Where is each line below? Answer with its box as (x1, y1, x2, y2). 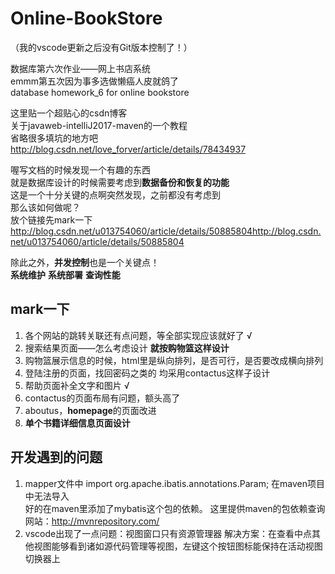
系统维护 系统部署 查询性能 (10, 268, 121, 281)
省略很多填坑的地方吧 (10, 132, 98, 144)
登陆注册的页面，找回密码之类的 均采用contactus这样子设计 (24, 367, 271, 379)
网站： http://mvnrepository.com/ (24, 515, 160, 527)
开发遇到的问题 (10, 449, 103, 466)
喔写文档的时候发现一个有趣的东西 (10, 163, 151, 176)
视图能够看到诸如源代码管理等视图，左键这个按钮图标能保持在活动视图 (33, 540, 323, 552)
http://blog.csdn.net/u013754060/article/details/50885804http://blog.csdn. (10, 225, 322, 237)
